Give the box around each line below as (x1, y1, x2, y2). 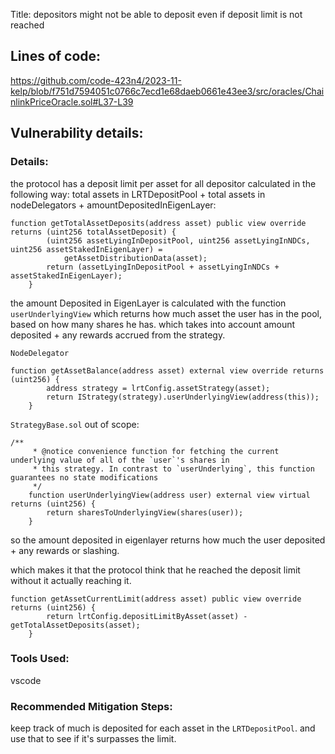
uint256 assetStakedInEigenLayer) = (10, 244, 163, 254)
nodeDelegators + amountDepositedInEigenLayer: (10, 199, 217, 211)
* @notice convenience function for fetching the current (32, 446, 280, 456)
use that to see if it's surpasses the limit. (10, 733, 177, 745)
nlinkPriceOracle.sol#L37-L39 (10, 95, 134, 108)
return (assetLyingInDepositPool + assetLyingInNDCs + (46, 262, 280, 272)
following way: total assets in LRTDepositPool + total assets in (10, 188, 266, 200)
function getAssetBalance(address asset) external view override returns (10, 365, 325, 376)
